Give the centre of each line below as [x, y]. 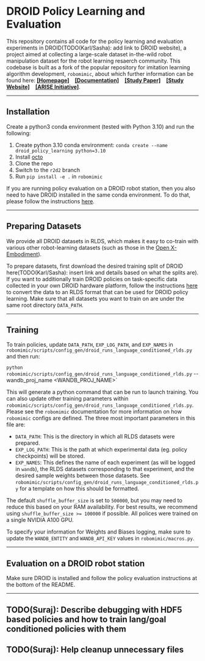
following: [19, 133]
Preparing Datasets [44, 226]
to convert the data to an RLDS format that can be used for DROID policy [97, 292]
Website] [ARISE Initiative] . [43, 86]
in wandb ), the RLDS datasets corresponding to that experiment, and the [104, 469]
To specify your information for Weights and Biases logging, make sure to [99, 532]
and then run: [23, 357]
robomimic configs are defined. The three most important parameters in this [101, 418]
